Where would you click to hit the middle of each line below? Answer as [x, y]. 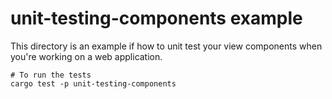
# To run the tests [51, 75]
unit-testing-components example [156, 18]
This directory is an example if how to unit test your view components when [166, 46]
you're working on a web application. [86, 56]
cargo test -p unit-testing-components [93, 83]
